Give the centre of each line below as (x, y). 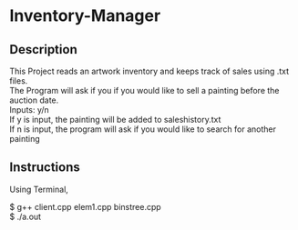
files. (19, 81)
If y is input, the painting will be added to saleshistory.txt (115, 120)
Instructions (45, 168)
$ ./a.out (26, 216)
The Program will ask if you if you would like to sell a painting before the (144, 90)
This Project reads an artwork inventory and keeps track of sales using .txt (149, 71)
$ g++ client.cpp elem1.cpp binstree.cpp (85, 206)
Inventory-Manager (85, 16)
